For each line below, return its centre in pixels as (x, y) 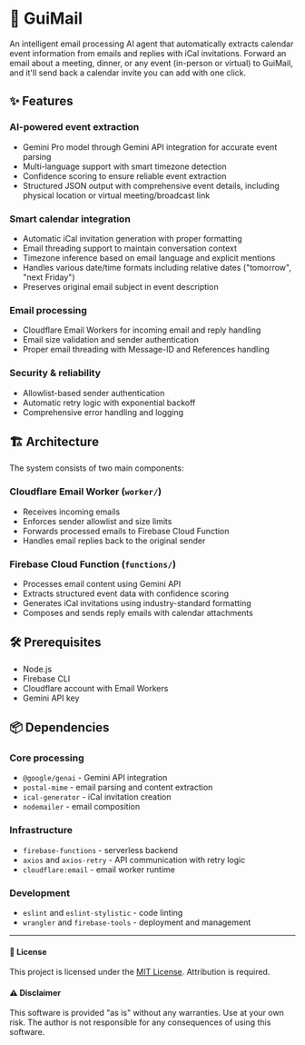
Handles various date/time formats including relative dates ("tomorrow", (157, 267)
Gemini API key (51, 698)
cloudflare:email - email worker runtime (98, 869)
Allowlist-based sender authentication (93, 393)
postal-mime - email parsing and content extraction (118, 787)
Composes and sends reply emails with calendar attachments (138, 612)
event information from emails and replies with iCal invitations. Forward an (148, 53)
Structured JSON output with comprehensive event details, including (151, 185)
